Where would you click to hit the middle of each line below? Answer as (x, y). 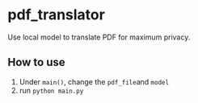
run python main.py (51, 90)
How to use (36, 62)
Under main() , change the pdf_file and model (94, 81)
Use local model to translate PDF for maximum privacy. (99, 37)
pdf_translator (57, 15)
